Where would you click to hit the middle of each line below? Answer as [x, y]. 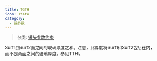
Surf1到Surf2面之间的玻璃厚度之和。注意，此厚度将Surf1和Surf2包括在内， [80, 48]
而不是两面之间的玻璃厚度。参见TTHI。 [44, 54]
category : [15, 18]
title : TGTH [17, 9]
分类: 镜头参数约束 [35, 37]
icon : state [17, 14]
